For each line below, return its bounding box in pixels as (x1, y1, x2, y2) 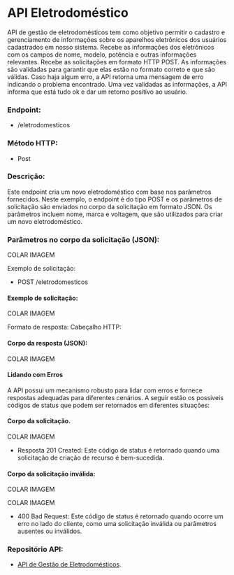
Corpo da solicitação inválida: (7, 469, 96, 478)
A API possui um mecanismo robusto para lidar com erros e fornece (7, 386, 203, 395)
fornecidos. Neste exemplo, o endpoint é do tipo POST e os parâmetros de (7, 194, 222, 204)
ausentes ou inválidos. (17, 527, 82, 536)
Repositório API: (7, 544, 64, 554)
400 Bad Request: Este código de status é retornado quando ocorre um (17, 512, 224, 520)
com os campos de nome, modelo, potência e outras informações (7, 50, 197, 59)
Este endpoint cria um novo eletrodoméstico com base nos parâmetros (7, 187, 212, 196)
